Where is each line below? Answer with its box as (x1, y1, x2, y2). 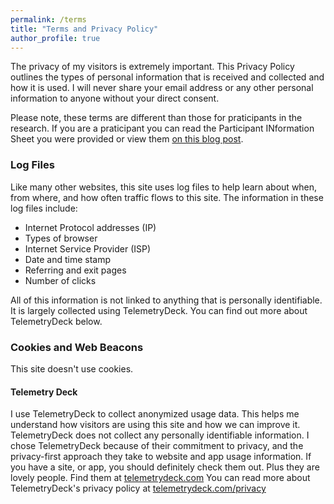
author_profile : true (10, 33, 101, 43)
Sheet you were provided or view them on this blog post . (10, 133, 244, 145)
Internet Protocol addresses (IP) (24, 221, 157, 233)
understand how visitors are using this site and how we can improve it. (10, 419, 301, 431)
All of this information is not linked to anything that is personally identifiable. (10, 294, 323, 306)
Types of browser (24, 232, 98, 244)
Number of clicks (24, 274, 97, 286)
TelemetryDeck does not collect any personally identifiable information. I (10, 429, 310, 441)
